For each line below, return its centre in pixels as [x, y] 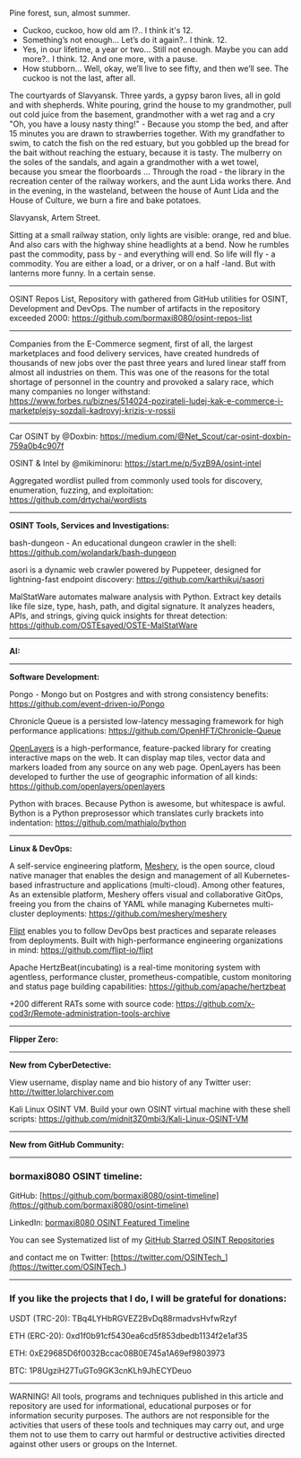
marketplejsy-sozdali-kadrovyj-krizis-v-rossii [93, 410]
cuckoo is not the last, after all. [79, 78]
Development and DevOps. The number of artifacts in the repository [135, 308]
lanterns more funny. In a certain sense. [82, 273]
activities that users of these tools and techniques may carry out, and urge [147, 1425]
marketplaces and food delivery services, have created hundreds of [134, 353]
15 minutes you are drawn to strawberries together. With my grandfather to [147, 133]
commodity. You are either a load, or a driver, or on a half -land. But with [142, 263]
